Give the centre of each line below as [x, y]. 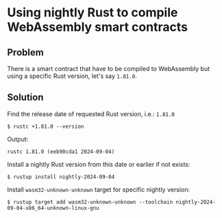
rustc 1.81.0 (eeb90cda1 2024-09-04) [61, 152]
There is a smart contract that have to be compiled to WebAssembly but [109, 69]
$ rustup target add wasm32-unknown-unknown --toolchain [90, 202]
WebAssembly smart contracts [98, 27]
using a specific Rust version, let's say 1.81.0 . [72, 76]
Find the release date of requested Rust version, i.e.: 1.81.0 [91, 113]
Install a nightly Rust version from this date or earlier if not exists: [99, 164]
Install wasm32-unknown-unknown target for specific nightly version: [99, 189]
